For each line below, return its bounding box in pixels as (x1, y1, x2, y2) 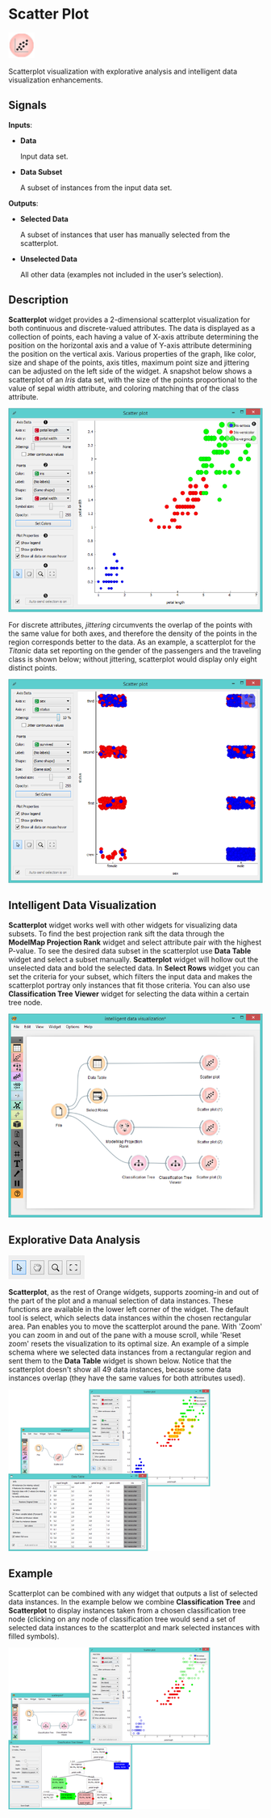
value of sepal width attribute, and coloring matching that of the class (8, 383, 240, 393)
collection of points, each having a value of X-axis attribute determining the (8, 332, 259, 341)
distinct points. (8, 662, 58, 672)
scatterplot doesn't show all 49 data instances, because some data (8, 1364, 231, 1374)
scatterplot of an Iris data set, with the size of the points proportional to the (8, 374, 258, 384)
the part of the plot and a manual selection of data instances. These (8, 1296, 234, 1305)
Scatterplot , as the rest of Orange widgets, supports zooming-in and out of (8, 1287, 260, 1296)
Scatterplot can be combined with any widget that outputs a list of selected (8, 1588, 258, 1598)
